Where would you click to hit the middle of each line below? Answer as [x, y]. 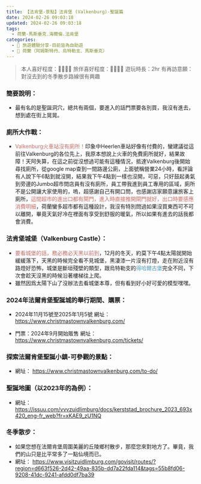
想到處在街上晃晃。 [39, 115]
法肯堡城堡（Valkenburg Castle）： [57, 239]
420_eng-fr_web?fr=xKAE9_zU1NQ [58, 415]
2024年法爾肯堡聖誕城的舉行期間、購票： [67, 300]
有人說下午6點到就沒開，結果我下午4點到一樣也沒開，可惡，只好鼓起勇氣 [105, 176]
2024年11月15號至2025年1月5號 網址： [62, 314]
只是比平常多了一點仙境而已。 [68, 454]
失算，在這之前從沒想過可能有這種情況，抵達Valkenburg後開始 [113, 161]
